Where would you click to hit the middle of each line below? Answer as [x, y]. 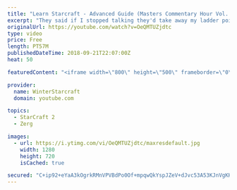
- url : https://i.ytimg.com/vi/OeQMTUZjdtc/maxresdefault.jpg [107, 143]
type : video [25, 33]
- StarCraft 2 [34, 118]
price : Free [25, 40]
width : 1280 [37, 150]
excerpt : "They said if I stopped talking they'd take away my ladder [113, 20]
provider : [22, 85]
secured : [20, 176]
